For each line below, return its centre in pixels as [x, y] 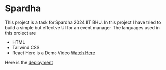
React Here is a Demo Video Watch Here [54, 53]
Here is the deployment [29, 62]
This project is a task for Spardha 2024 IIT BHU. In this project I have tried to [83, 22]
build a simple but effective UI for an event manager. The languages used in [82, 27]
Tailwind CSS [26, 47]
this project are [21, 33]
